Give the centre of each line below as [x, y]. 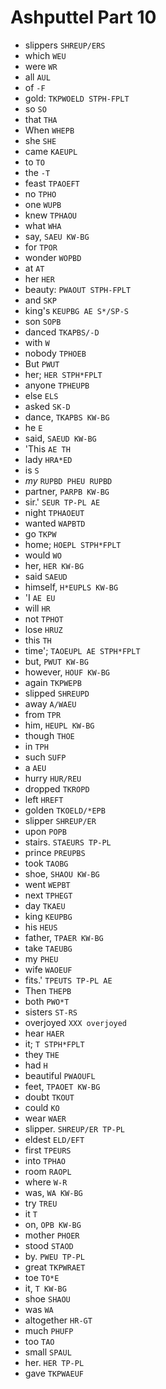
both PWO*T [47, 1001]
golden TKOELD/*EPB [65, 810]
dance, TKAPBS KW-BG [67, 417]
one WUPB [43, 204]
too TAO [39, 1341]
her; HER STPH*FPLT [63, 374]
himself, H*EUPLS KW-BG [71, 587]
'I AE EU [40, 597]
